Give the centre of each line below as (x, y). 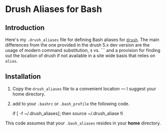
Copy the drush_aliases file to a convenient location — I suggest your (84, 88)
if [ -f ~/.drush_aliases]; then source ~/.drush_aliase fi (68, 113)
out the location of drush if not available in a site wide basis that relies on (80, 55)
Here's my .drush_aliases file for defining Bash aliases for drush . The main (82, 39)
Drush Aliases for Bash (54, 9)
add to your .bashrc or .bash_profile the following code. (71, 103)
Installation (23, 77)
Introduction (25, 28)
